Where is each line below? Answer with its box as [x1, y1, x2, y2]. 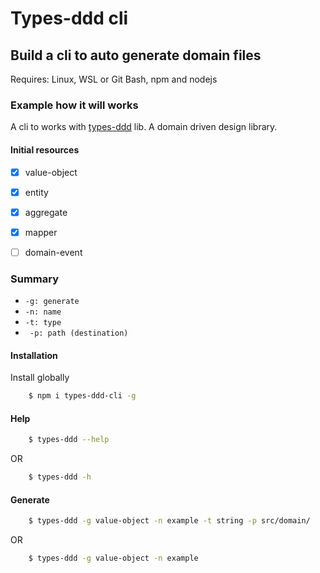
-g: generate [24, 297, 80, 307]
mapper [24, 226, 58, 238]
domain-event [24, 246, 83, 258]
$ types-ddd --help [28, 435, 110, 445]
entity [24, 186, 49, 198]
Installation [10, 349, 58, 361]
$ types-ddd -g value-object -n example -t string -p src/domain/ [28, 516, 311, 526]
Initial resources [10, 143, 80, 156]
